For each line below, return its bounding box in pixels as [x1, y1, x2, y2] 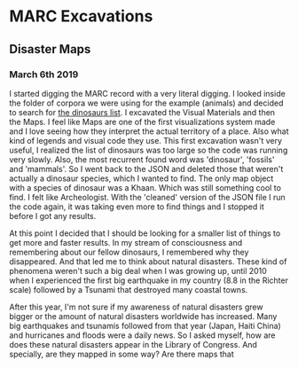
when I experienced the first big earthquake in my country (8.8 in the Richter [9, 275, 288, 286]
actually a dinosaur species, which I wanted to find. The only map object [9, 173, 274, 184]
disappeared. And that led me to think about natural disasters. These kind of [9, 255, 287, 267]
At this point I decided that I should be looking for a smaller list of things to [9, 228, 281, 239]
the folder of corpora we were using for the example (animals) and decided [9, 98, 284, 108]
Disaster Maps [9, 42, 91, 57]
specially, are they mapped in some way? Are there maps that [9, 348, 235, 359]
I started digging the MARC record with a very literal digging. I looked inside [9, 88, 286, 98]
